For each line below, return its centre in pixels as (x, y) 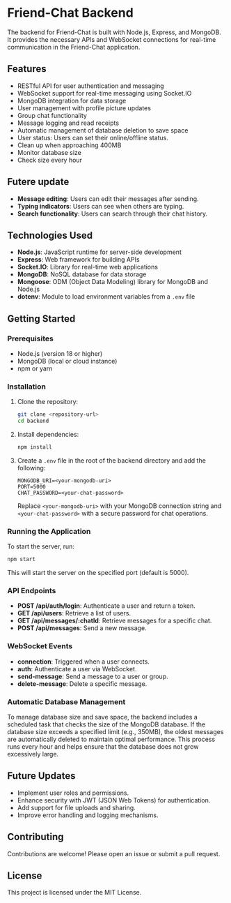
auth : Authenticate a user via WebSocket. (77, 669)
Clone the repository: (48, 402)
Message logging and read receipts (68, 123)
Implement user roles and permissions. (73, 793)
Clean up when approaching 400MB (69, 145)
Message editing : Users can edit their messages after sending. (108, 199)
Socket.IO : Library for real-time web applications (88, 267)
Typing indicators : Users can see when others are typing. (101, 206)
